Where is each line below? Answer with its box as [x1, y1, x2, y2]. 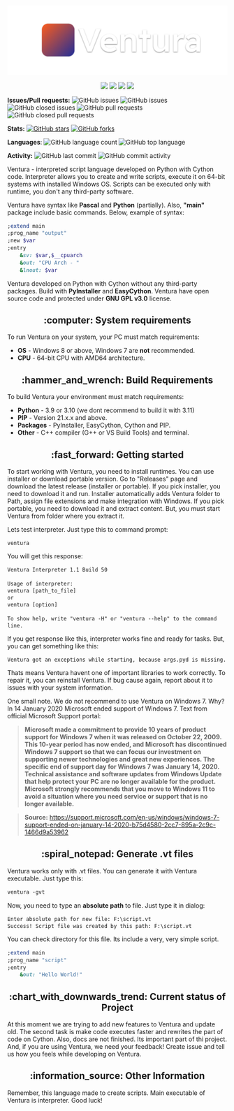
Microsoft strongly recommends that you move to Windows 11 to [24, 785, 215, 793]
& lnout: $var [20, 266, 58, 274]
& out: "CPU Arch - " [20, 259, 80, 266]
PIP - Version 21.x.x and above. [17, 414, 108, 422]
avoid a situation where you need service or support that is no [24, 792, 208, 801]
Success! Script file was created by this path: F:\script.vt [7, 922, 192, 929]
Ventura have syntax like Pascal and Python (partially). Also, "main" [7, 201, 205, 209]
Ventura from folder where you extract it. [7, 512, 124, 521]
